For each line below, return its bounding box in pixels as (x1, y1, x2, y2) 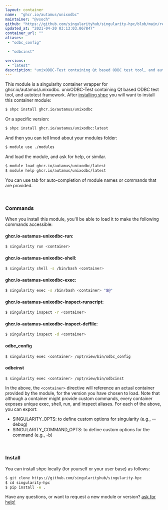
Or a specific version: (5, 116, 49, 122)
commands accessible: (5, 221, 53, 227)
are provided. (5, 182, 33, 188)
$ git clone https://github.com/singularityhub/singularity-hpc (5, 475, 142, 480)
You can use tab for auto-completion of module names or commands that (5, 177, 156, 183)
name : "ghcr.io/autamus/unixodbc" (5, 12, 79, 17)
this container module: (5, 97, 51, 103)
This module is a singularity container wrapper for (5, 81, 108, 87)
